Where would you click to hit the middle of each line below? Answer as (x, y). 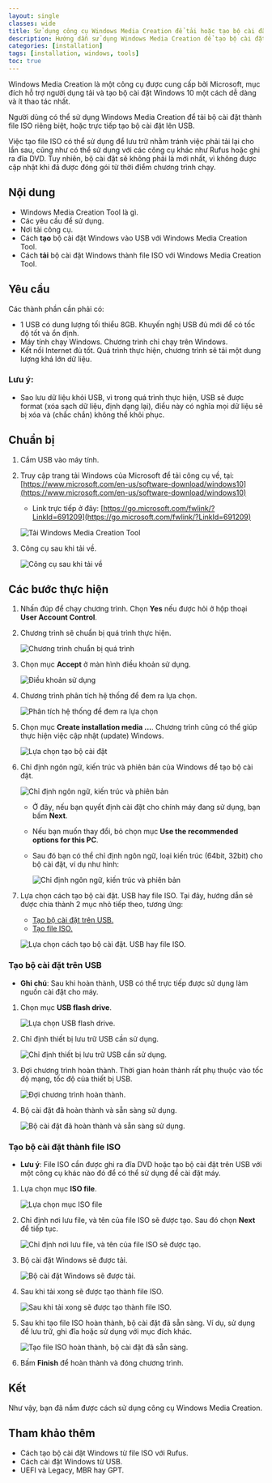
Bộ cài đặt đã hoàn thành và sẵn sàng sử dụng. (98, 1110)
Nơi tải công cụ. (47, 229)
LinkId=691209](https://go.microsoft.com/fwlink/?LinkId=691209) (142, 517)
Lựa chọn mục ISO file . (58, 1189)
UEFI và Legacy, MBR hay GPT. (72, 1470)
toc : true (25, 62)
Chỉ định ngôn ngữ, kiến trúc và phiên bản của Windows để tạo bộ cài (136, 767)
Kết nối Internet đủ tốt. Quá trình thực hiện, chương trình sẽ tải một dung (140, 350)
